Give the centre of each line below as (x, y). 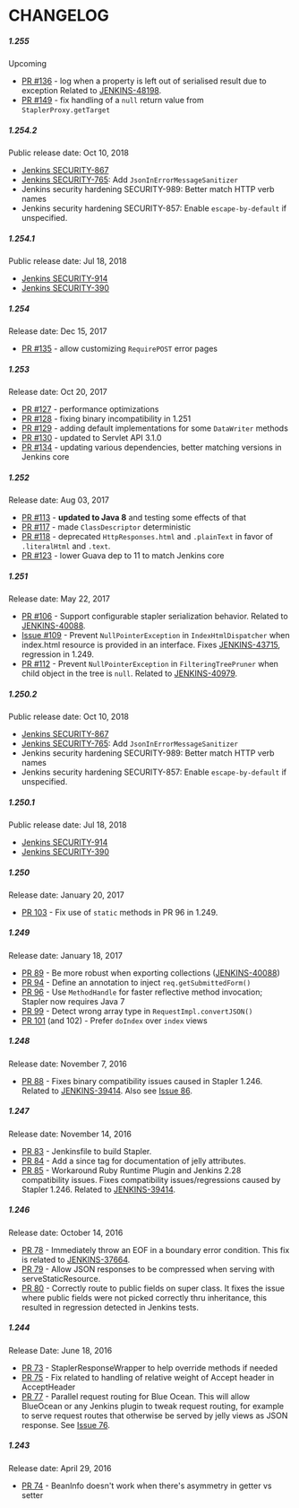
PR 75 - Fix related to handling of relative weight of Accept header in (148, 1377)
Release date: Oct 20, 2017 (58, 392)
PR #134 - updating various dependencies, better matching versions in (152, 447)
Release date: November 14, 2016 (70, 1134)
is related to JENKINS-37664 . (76, 1259)
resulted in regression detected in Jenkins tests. (110, 1307)
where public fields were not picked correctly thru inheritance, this (144, 1297)
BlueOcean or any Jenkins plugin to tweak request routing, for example (153, 1406)
